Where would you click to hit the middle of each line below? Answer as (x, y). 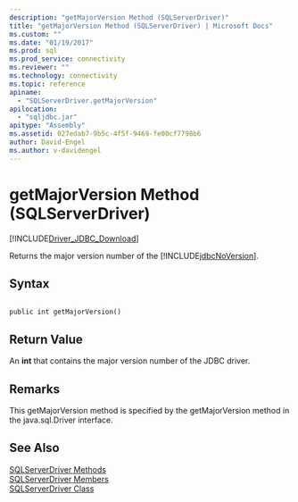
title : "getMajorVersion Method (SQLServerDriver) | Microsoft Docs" (141, 26)
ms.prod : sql (33, 51)
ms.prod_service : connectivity (67, 59)
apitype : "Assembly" (48, 126)
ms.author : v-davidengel (55, 150)
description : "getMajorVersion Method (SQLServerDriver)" (119, 17)
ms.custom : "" (36, 34)
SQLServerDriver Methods (58, 469)
